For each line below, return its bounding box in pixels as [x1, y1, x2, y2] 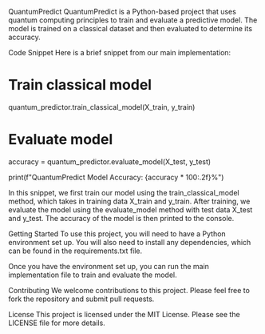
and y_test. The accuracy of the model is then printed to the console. [8, 213, 235, 223]
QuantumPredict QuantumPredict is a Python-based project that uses [8, 7, 237, 16]
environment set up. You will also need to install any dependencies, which [8, 237, 251, 247]
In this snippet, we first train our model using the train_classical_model [8, 187, 239, 197]
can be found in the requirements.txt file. [8, 246, 143, 256]
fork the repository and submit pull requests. [8, 294, 155, 304]
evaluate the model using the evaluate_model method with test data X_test [8, 204, 253, 215]
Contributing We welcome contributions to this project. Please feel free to [8, 285, 250, 295]
